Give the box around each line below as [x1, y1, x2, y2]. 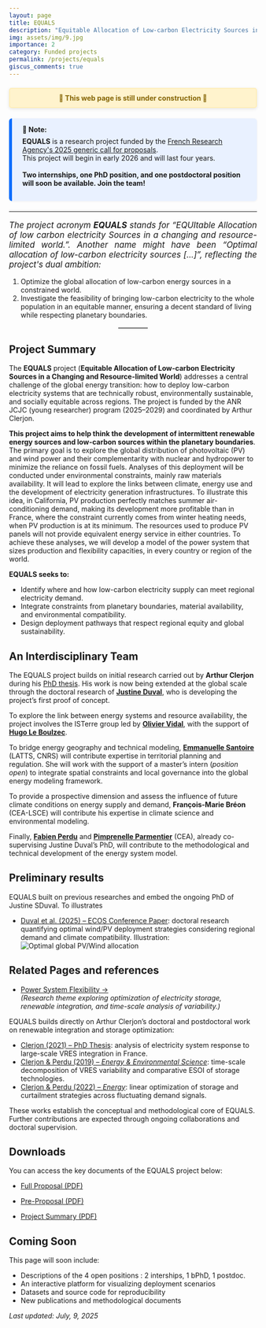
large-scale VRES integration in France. [20, 1049, 148, 1058]
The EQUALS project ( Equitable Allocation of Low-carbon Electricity [9, 364, 235, 373]
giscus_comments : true [9, 63, 83, 71]
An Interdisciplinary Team [9, 649, 139, 663]
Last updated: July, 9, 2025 [9, 1311, 98, 1321]
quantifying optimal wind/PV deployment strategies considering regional [20, 924, 255, 934]
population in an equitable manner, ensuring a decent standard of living [20, 302, 253, 312]
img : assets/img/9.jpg [9, 33, 83, 42]
